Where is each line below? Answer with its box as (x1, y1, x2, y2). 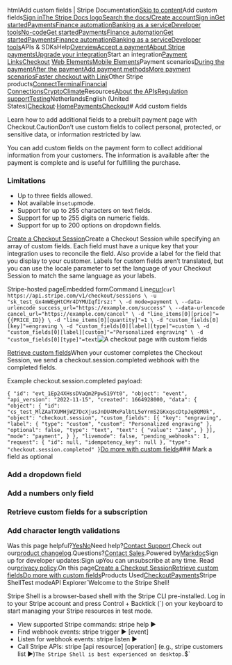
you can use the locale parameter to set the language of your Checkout (7, 264, 212, 273)
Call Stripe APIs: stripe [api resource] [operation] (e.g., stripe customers (17, 643, 224, 651)
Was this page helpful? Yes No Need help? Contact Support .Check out (7, 542, 202, 550)
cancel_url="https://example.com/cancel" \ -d (7, 311, 144, 318)
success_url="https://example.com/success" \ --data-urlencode (38, 305, 226, 312)
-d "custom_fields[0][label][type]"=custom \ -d (66, 323, 210, 330)
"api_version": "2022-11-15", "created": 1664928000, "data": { (7, 396, 197, 403)
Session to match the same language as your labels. (7, 271, 156, 280)
